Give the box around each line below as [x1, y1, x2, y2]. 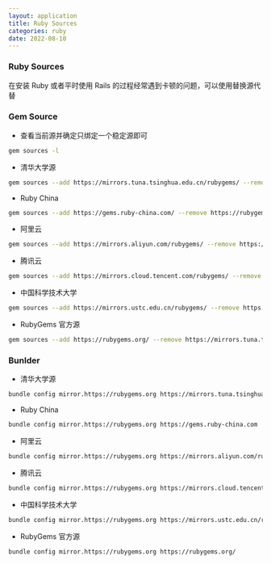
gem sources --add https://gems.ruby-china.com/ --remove [8, 208, 207, 217]
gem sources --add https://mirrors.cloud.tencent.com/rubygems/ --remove [8, 272, 262, 280]
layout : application [8, 11, 78, 20]
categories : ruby [8, 27, 67, 35]
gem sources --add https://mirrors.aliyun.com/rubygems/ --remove [8, 240, 236, 249]
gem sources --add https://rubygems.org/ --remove [8, 336, 182, 344]
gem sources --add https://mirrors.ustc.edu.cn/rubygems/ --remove [8, 304, 240, 312]
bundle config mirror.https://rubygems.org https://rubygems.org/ [8, 547, 236, 556]
